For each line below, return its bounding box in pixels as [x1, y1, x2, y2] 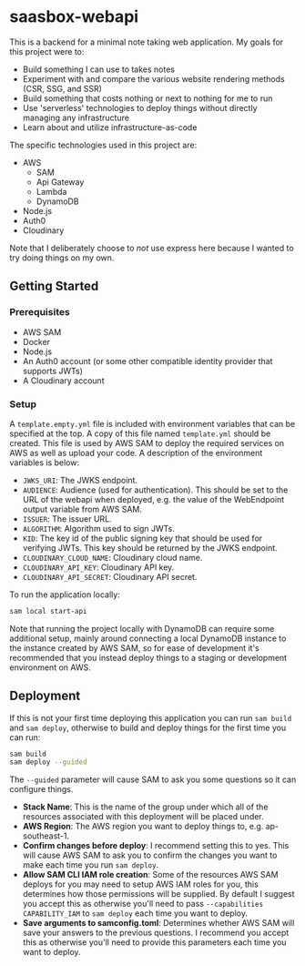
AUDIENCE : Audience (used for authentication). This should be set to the [22, 484, 289, 495]
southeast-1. [22, 830, 70, 841]
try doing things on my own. [9, 252, 115, 263]
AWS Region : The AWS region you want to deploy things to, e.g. [22, 821, 264, 832]
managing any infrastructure [22, 112, 130, 123]
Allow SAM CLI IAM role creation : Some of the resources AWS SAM [22, 869, 280, 880]
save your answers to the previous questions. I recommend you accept [22, 927, 290, 939]
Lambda [36, 186, 67, 197]
